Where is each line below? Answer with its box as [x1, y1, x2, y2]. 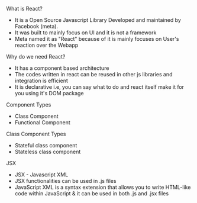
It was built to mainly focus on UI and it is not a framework [14, 29, 157, 36]
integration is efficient [14, 77, 68, 84]
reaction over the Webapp [14, 41, 79, 49]
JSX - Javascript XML [14, 171, 69, 178]
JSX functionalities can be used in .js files [14, 178, 117, 184]
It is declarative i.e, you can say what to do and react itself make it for [14, 83, 185, 91]
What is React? [6, 5, 43, 12]
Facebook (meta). [14, 23, 58, 30]
